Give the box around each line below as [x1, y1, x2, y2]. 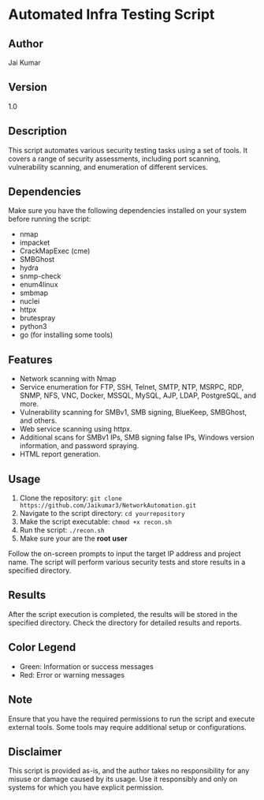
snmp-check [19, 271, 61, 281]
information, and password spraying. [19, 441, 139, 450]
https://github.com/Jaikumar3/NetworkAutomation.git [19, 502, 197, 510]
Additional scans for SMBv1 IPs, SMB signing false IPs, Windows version [19, 432, 255, 443]
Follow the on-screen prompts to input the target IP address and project [8, 549, 241, 559]
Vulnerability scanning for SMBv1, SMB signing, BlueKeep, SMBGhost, [19, 408, 247, 417]
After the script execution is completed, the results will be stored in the [8, 609, 238, 619]
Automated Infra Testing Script [8, 6, 215, 24]
